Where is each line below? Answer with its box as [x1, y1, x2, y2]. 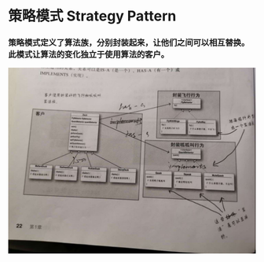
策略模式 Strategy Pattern [8, 7, 177, 25]
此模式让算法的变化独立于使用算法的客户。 [8, 49, 170, 60]
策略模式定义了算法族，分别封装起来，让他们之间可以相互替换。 [8, 37, 250, 48]
